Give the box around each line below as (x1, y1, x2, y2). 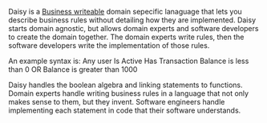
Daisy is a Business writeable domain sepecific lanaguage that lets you (8, 7, 242, 16)
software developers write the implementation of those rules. (8, 41, 210, 50)
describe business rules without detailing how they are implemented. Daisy (8, 15, 257, 25)
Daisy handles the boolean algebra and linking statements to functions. (8, 80, 243, 89)
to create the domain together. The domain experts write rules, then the (8, 32, 245, 42)
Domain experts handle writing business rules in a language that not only (8, 89, 249, 98)
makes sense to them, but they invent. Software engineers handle (8, 97, 225, 106)
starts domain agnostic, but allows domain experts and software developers (8, 24, 259, 33)
